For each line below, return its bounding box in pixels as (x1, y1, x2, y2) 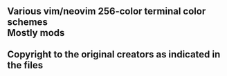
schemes (7, 17, 48, 28)
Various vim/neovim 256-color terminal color (7, 6, 206, 17)
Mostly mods (7, 27, 65, 39)
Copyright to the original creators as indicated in (7, 48, 221, 61)
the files (7, 59, 44, 71)
